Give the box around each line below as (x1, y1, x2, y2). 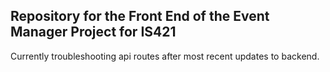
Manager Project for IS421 (10, 24, 177, 41)
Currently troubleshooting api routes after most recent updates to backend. (10, 50, 320, 62)
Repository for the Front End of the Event (10, 8, 270, 25)
